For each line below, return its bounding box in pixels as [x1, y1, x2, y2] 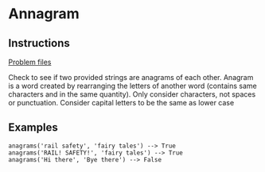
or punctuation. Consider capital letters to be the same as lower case [8, 98, 235, 107]
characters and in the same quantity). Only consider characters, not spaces [8, 90, 256, 99]
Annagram [8, 5, 80, 23]
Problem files [8, 57, 52, 67]
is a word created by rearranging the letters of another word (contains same [8, 81, 257, 90]
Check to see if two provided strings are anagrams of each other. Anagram [8, 73, 254, 82]
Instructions [8, 36, 70, 50]
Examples [8, 120, 58, 135]
